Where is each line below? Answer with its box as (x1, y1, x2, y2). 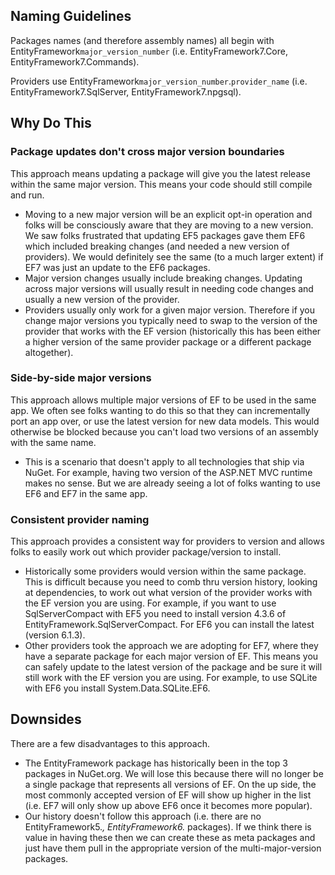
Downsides (10, 711, 82, 728)
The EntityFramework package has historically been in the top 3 (24, 757, 288, 769)
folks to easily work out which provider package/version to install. (10, 546, 282, 558)
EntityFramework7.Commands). (10, 55, 140, 68)
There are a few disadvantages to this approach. (10, 737, 210, 749)
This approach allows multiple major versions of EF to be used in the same (10, 394, 317, 406)
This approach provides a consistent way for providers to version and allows (10, 535, 325, 548)
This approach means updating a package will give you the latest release (10, 167, 311, 179)
